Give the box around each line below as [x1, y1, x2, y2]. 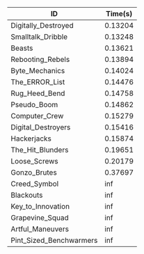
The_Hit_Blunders [10, 145, 69, 154]
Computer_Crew [10, 111, 64, 120]
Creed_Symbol [10, 179, 59, 189]
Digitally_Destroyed [10, 21, 74, 30]
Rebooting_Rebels [10, 55, 70, 64]
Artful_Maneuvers [10, 224, 70, 234]
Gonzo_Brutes [10, 168, 57, 177]
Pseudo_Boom [10, 100, 58, 109]
